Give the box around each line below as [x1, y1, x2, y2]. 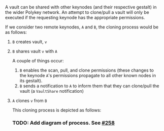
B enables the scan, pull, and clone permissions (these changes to [19, 67, 154, 73]
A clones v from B [12, 98, 47, 104]
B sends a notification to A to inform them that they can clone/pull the [19, 83, 160, 89]
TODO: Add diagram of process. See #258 [12, 119, 115, 126]
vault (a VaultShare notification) [19, 88, 84, 94]
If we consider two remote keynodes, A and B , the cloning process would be [5, 24, 159, 30]
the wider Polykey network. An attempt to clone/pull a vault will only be [5, 9, 149, 15]
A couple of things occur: [12, 58, 64, 63]
